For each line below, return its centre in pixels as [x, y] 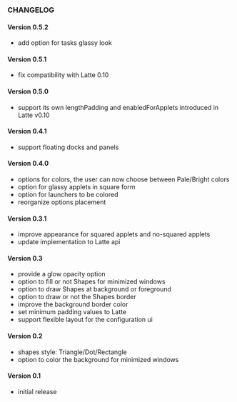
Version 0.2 [25, 336]
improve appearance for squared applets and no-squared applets [114, 234]
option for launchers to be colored [68, 194]
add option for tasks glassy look [65, 43]
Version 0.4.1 [27, 131]
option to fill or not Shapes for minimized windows [91, 282]
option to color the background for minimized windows [98, 359]
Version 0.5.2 [28, 27]
